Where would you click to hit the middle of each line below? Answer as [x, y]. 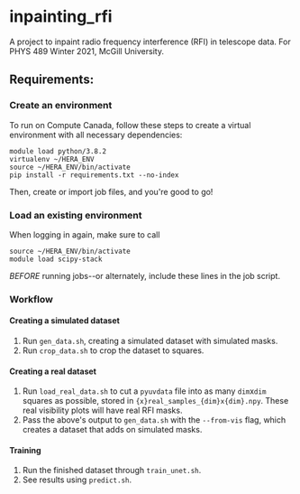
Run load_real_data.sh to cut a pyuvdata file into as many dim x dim [144, 391]
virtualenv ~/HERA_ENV [52, 159]
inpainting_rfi [61, 17]
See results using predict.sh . [77, 480]
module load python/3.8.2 [58, 151]
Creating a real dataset [53, 371]
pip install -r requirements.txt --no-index [94, 175]
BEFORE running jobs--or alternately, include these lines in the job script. [145, 275]
